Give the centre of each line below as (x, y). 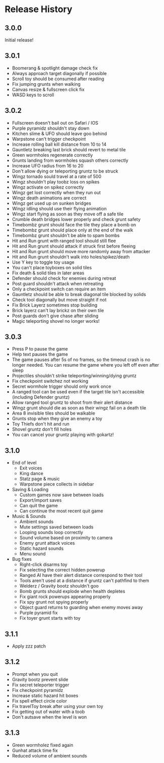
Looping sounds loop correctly (51, 533)
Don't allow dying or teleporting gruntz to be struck (65, 171)
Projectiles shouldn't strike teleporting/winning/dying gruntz (74, 376)
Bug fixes (22, 559)
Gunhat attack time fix (35, 750)
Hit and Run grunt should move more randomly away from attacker (81, 251)
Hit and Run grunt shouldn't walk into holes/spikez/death (71, 257)
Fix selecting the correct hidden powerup (62, 570)
